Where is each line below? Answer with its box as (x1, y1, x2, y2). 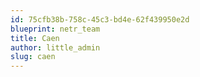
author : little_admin (10, 42, 101, 53)
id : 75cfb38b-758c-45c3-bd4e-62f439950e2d (10, 14, 190, 25)
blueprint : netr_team (10, 24, 101, 34)
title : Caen (10, 33, 60, 43)
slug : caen (10, 52, 56, 62)
